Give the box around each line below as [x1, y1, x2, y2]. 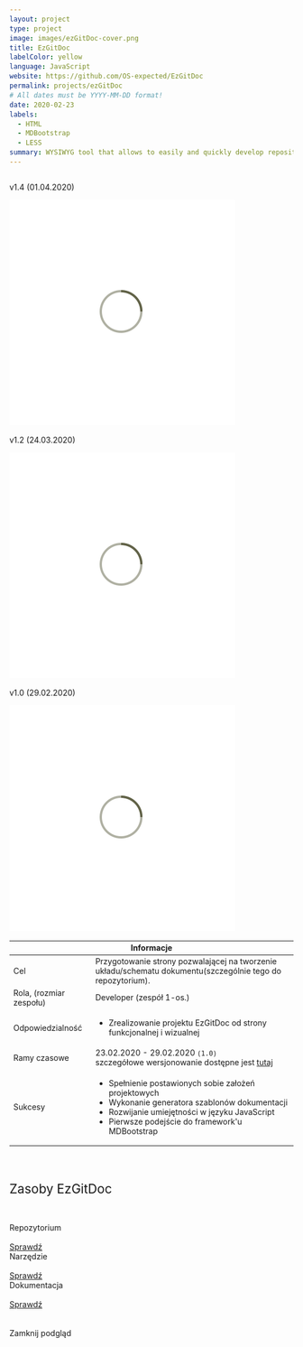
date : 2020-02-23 [9, 100, 75, 109]
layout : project [9, 14, 70, 23]
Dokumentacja [9, 1280, 63, 1291]
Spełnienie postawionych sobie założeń [108, 1077, 255, 1088]
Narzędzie [9, 1251, 48, 1262]
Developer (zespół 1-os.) [95, 992, 190, 1003]
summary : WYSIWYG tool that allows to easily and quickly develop [9, 148, 264, 157]
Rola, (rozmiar [13, 987, 66, 998]
